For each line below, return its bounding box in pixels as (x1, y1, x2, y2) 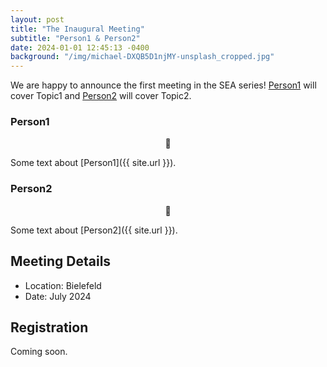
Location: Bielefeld (24, 279, 102, 291)
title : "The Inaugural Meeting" (10, 24, 145, 34)
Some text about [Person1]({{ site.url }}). (10, 157, 177, 169)
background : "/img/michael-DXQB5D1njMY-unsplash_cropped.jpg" (10, 52, 275, 62)
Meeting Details (10, 253, 112, 270)
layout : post (10, 14, 65, 25)
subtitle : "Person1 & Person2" (10, 33, 141, 43)
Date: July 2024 (24, 290, 92, 302)
